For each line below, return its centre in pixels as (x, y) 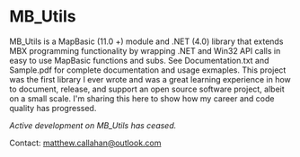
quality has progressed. (53, 108)
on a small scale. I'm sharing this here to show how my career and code (142, 98)
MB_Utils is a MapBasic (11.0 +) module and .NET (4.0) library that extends (146, 41)
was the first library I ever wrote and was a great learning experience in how (150, 79)
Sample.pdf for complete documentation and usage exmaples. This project (148, 70)
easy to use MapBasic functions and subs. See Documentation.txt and (139, 60)
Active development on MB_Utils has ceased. (93, 125)
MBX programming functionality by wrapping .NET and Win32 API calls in (145, 50)
